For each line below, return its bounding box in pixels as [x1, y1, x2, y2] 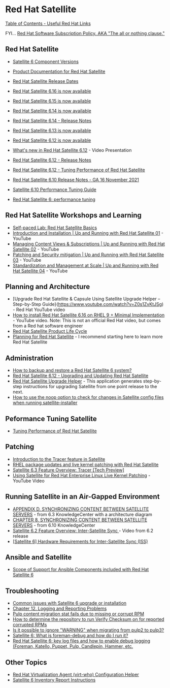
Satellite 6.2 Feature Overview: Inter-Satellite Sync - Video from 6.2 [12, 527, 154, 534]
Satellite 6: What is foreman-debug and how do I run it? [12, 633, 128, 639]
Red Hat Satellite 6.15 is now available [12, 98, 91, 104]
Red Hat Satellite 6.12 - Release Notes [12, 157, 91, 163]
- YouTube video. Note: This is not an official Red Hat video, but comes [12, 318, 161, 324]
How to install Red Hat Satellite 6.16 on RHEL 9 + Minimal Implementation [12, 312, 165, 318]
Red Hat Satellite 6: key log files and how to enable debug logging [12, 638, 151, 644]
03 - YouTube [12, 257, 42, 263]
